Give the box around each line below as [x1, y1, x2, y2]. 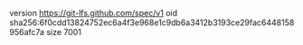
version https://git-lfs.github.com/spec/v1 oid [9, 8, 178, 18]
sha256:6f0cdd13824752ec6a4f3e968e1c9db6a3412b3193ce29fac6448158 [9, 17, 295, 28]
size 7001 [46, 27, 81, 37]
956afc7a [9, 27, 45, 37]
